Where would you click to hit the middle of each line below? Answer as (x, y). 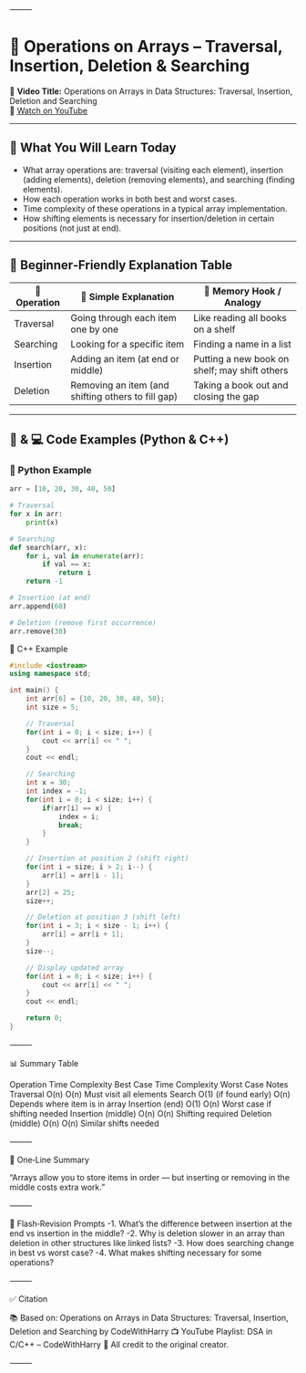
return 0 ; (45, 1018)
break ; (71, 825)
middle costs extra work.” (57, 1187)
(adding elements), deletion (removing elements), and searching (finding (158, 179)
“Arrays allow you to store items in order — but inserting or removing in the (149, 1177)
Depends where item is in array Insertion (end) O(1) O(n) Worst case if (140, 1104)
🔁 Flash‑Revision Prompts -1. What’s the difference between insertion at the (151, 1223)
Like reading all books (240, 317)
